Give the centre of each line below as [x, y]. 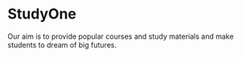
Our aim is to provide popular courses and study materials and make [121, 36]
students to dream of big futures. [62, 44]
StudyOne [42, 14]
